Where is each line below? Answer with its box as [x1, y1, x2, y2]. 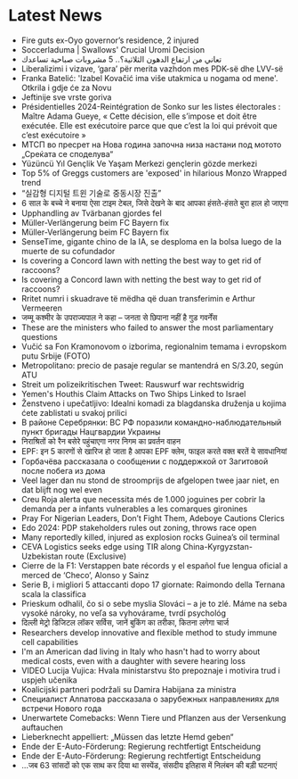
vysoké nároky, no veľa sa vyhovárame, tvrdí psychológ [20, 608, 227, 618]
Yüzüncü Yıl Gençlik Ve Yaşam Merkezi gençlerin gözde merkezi [20, 158, 258, 169]
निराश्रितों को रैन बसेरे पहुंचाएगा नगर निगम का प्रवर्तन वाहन [20, 435, 181, 446]
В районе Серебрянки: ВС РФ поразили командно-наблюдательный [20, 417, 282, 427]
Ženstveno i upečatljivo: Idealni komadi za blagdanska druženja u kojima [20, 398, 286, 409]
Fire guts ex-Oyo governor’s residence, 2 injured [20, 35, 199, 46]
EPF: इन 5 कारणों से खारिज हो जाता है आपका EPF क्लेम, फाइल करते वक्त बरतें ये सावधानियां [20, 445, 287, 456]
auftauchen [20, 722, 64, 733]
